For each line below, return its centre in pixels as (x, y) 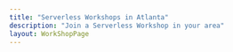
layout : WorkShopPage (49, 33)
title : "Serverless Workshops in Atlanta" (89, 17)
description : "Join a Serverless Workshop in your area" (117, 26)
